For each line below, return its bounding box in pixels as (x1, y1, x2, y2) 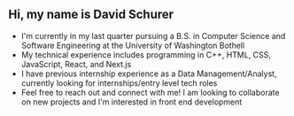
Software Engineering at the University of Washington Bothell (20, 40, 245, 50)
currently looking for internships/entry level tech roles (20, 77, 218, 88)
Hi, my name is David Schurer (8, 7, 174, 22)
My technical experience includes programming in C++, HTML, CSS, (20, 49, 272, 60)
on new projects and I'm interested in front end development (20, 97, 243, 107)
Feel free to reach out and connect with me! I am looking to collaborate (20, 87, 280, 97)
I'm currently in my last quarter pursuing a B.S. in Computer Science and (20, 30, 286, 41)
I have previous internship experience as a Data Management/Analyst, (20, 68, 277, 79)
